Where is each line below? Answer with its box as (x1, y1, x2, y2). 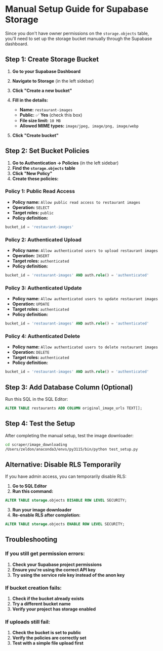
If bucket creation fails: (5, 584, 62, 591)
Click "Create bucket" (12, 132, 59, 138)
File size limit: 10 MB (19, 117, 61, 123)
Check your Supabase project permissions (12, 561, 102, 567)
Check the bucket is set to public (12, 630, 81, 636)
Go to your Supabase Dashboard (12, 68, 81, 74)
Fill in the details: (12, 97, 48, 103)
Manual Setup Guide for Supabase (5, 3, 149, 15)
